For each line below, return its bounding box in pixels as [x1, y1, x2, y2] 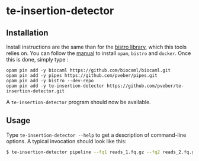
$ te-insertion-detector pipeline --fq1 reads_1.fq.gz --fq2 [6, 149, 161, 155]
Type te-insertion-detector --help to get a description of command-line [6, 131, 187, 139]
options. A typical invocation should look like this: [6, 137, 127, 144]
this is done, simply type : [6, 56, 69, 63]
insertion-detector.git [6, 88, 65, 94]
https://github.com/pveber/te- [107, 83, 184, 89]
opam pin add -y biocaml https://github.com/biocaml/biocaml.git [6, 67, 171, 73]
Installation [6, 28, 49, 38]
